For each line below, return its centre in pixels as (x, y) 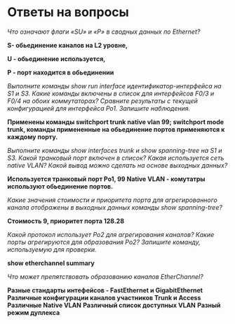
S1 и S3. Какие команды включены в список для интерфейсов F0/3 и (111, 93)
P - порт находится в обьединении (61, 72)
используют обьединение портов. (60, 186)
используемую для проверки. (52, 249)
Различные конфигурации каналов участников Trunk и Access (104, 297)
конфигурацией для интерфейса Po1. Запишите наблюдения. (99, 108)
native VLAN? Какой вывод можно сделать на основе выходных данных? (117, 165)
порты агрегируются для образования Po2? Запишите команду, (104, 242)
